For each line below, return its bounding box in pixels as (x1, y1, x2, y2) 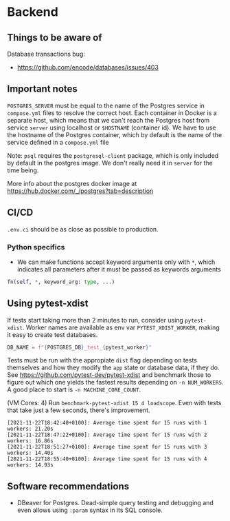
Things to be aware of (7, 32, 102, 43)
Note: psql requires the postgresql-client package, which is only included (7, 151, 219, 159)
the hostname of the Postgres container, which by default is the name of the (7, 130, 222, 139)
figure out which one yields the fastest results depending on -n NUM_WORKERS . (7, 378, 224, 387)
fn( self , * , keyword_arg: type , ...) (7, 278, 115, 285)
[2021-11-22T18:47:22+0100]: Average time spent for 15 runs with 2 (7, 431, 207, 438)
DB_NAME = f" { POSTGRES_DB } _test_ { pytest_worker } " (7, 344, 152, 351)
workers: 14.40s (7, 449, 54, 457)
